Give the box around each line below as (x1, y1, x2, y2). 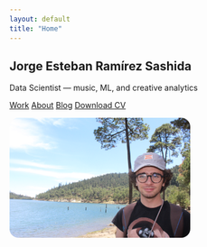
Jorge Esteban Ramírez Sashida (9, 59, 192, 74)
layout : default (9, 14, 71, 23)
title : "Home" (9, 23, 63, 33)
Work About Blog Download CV (9, 100, 127, 111)
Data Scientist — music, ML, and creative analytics (9, 82, 199, 94)
